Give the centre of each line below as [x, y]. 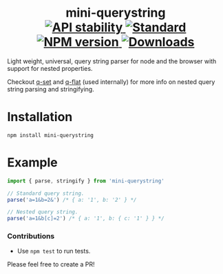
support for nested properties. [50, 68]
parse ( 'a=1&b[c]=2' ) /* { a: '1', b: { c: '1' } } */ [86, 219]
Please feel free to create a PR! [51, 264]
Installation [40, 117]
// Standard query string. [46, 193]
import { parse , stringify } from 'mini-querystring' [86, 181]
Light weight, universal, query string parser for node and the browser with [112, 61]
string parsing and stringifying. [51, 89]
